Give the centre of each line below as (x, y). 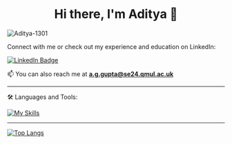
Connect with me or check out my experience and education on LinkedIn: (112, 46)
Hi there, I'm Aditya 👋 (116, 14)
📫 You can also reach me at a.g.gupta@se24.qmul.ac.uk (90, 74)
